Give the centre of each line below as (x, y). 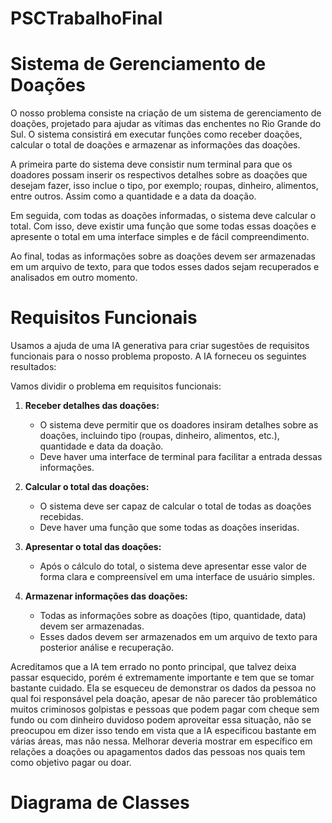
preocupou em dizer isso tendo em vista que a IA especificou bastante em (163, 731)
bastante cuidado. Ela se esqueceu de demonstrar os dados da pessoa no (163, 688)
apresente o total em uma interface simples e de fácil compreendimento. (160, 237)
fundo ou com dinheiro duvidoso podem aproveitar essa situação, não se (161, 720)
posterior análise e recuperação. (107, 648)
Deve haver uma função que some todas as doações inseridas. (169, 528)
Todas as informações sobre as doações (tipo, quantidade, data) (173, 616)
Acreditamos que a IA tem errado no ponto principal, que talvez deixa (153, 667)
